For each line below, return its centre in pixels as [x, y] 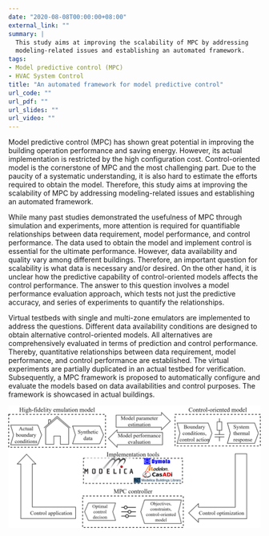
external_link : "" [39, 25]
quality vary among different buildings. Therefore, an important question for [133, 260]
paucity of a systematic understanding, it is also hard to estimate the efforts [133, 176]
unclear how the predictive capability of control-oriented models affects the [133, 277]
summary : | [26, 34]
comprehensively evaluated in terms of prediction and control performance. [133, 344]
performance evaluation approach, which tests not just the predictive [122, 294]
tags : [17, 59]
